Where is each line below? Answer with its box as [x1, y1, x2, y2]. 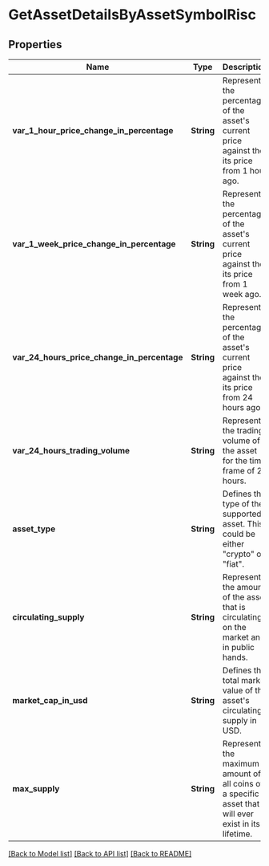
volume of [223, 435, 260, 446]
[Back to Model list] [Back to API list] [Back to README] [8, 849, 192, 858]
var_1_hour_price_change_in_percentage [12, 125, 174, 136]
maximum [223, 758, 260, 769]
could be [223, 528, 256, 539]
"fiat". [223, 559, 245, 569]
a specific [223, 788, 259, 799]
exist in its [223, 819, 260, 829]
